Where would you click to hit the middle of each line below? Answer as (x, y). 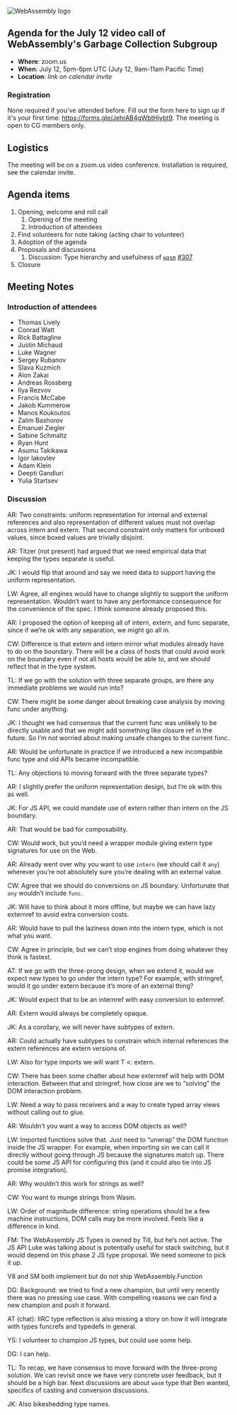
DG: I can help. (29, 1354)
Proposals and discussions (57, 249)
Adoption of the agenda (52, 242)
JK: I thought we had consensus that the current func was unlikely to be (112, 722)
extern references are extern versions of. (67, 1048)
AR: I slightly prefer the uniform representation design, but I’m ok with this (115, 786)
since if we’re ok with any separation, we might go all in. (89, 630)
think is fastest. (29, 957)
